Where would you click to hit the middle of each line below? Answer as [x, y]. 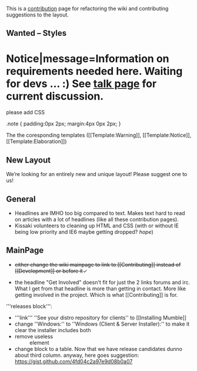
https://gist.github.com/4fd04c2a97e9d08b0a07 [74, 361]
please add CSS [26, 112]
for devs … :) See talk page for [81, 83]
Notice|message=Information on [88, 59]
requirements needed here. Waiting [94, 71]
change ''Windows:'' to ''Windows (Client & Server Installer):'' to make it [102, 324]
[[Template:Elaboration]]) [36, 141]
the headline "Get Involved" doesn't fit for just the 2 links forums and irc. [102, 282]
